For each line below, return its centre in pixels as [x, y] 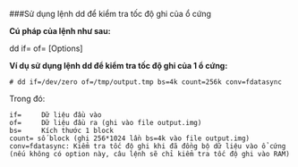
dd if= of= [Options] [46, 48]
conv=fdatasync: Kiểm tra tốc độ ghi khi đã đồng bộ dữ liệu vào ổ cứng [148, 146]
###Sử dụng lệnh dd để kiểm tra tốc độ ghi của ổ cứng [111, 14]
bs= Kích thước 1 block [62, 130]
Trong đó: [27, 99]
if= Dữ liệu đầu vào [55, 115]
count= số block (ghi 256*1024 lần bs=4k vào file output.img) [130, 138]
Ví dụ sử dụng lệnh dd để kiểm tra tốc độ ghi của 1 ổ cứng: [119, 66]
